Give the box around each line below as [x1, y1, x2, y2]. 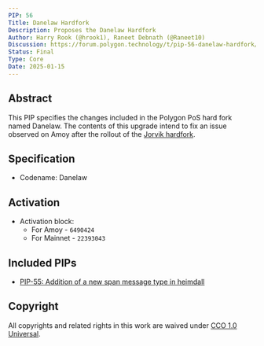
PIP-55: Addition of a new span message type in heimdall [19, 277, 205, 286]
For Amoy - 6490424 [31, 225, 95, 234]
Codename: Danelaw [19, 173, 88, 182]
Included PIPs [8, 256, 77, 270]
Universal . [8, 329, 41, 338]
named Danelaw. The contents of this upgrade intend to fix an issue [8, 121, 227, 131]
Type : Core [8, 56, 44, 64]
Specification [8, 152, 75, 165]
